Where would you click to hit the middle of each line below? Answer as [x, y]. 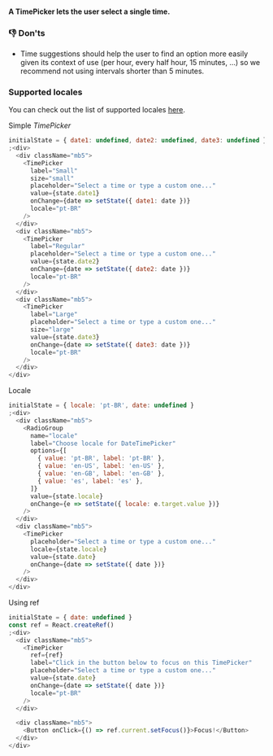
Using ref [24, 603]
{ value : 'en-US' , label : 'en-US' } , [101, 466]
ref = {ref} [46, 655]
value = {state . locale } [67, 496]
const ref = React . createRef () [61, 625]
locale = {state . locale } [68, 549]
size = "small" [52, 178]
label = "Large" [54, 315]
